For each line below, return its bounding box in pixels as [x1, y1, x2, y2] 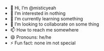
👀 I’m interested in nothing [10, 10, 66, 16]
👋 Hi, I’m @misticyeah [10, 5, 56, 11]
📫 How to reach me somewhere [10, 27, 79, 33]
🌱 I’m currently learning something [10, 16, 84, 21]
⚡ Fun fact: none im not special [10, 40, 76, 46]
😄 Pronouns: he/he [10, 34, 52, 40]
